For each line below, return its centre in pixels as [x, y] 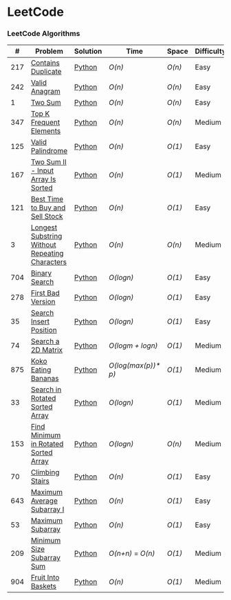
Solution [88, 51]
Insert [40, 321]
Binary [41, 273]
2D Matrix [47, 350]
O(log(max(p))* [135, 366]
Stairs [40, 481]
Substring [46, 237]
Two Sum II [48, 162]
